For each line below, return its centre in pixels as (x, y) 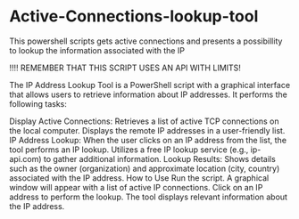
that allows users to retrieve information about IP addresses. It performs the (148, 94)
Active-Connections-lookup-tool (134, 16)
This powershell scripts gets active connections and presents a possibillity (146, 41)
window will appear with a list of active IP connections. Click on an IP (136, 187)
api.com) (25, 158)
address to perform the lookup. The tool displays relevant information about (149, 197)
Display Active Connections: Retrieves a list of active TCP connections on (144, 121)
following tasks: (38, 103)
